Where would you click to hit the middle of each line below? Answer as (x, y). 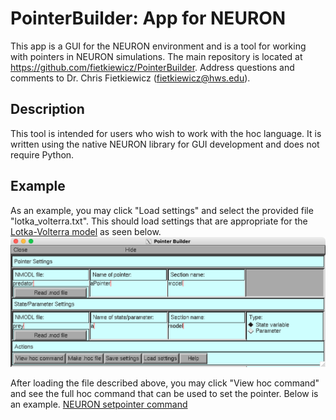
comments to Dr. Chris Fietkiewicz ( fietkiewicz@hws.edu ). (130, 78)
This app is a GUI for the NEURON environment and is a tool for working (158, 46)
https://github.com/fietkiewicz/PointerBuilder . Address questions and (152, 67)
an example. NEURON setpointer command (99, 404)
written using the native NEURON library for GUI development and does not (165, 144)
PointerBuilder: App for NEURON (148, 18)
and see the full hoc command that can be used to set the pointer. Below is (164, 394)
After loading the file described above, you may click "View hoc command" (165, 383)
